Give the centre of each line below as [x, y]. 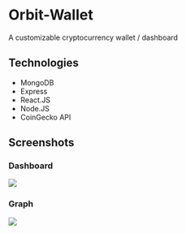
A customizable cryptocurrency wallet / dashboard [93, 37]
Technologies [44, 63]
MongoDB [37, 82]
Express [34, 91]
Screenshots [41, 143]
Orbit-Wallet [51, 15]
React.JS [35, 100]
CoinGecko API [45, 117]
